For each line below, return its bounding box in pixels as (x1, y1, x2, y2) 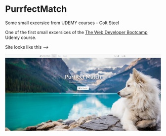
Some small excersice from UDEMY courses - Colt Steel (5, 20, 120, 26)
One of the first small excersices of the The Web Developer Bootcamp (5, 29, 148, 35)
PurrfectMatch (5, 3, 67, 15)
